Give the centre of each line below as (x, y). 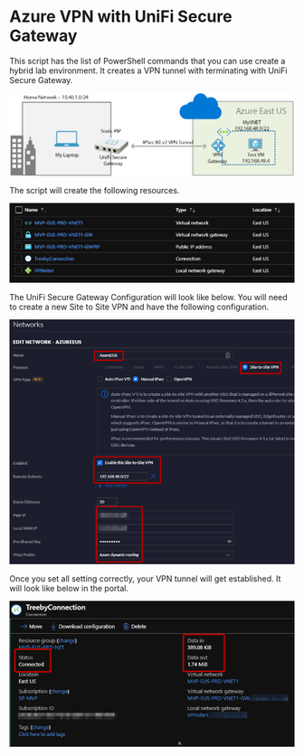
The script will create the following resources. (95, 190)
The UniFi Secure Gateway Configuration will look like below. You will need (148, 298)
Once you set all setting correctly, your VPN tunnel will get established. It (145, 578)
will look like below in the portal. (69, 588)
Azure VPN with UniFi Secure (121, 17)
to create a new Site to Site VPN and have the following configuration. (139, 307)
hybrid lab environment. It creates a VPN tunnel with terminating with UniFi (148, 71)
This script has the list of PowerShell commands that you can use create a (147, 61)
